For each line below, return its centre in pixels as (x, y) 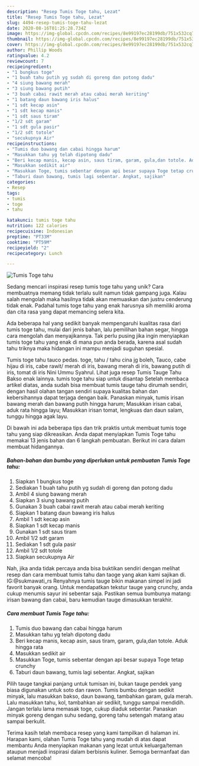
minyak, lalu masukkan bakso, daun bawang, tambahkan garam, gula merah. (100, 696)
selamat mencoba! (29, 758)
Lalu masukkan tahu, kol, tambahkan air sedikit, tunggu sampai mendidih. (96, 703)
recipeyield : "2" (28, 248)
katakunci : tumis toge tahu (41, 220)
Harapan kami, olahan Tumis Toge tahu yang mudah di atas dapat (87, 739)
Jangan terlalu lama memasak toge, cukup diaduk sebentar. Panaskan (92, 709)
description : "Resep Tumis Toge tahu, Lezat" (63, 12)
